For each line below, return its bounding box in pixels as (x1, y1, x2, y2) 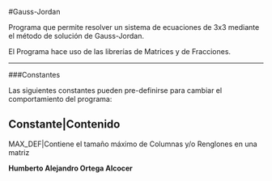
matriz (8, 147, 30, 157)
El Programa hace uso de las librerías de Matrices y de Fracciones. (8, 47, 232, 56)
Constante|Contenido (8, 117, 121, 132)
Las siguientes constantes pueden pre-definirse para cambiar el (8, 86, 223, 95)
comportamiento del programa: (8, 95, 113, 103)
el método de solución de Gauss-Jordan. (8, 32, 144, 40)
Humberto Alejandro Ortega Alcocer (8, 163, 134, 173)
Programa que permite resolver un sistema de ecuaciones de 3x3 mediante (8, 23, 260, 32)
